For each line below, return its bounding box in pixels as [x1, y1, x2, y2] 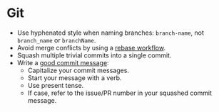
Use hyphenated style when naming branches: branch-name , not [16, 28, 205, 37]
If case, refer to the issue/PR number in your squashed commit [27, 89, 212, 97]
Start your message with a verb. [27, 73, 122, 82]
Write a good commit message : [16, 58, 109, 67]
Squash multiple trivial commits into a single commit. [16, 51, 172, 60]
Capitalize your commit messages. [27, 66, 130, 74]
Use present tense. [27, 81, 84, 89]
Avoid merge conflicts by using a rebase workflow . [16, 43, 165, 52]
